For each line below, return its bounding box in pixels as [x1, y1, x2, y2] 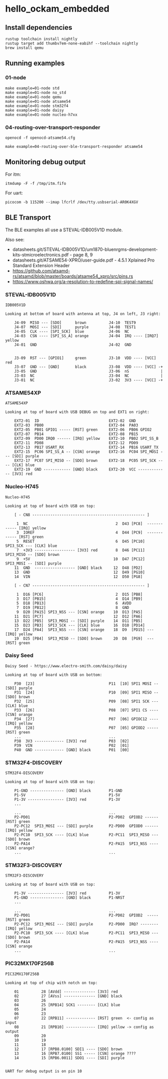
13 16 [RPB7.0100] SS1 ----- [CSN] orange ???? [14, 1051, 136, 1056]
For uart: [5, 190, 23, 196]
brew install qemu [5, 45, 44, 50]
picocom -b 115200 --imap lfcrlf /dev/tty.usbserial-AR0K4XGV [5, 199, 138, 204]
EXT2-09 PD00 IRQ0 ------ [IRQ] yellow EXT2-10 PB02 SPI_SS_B [14, 436, 158, 441]
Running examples [5, 59, 65, 68]
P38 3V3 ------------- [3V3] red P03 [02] [14, 738, 129, 744]
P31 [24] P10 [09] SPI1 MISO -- [14, 690, 158, 695]
